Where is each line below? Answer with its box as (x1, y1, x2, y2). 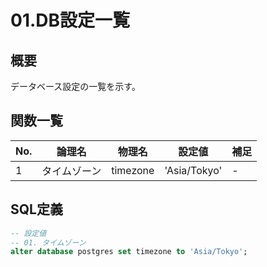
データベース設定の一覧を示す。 (10, 81, 141, 92)
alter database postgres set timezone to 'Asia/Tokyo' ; (10, 247, 248, 257)
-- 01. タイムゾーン (10, 237, 87, 248)
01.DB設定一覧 (10, 9, 131, 32)
